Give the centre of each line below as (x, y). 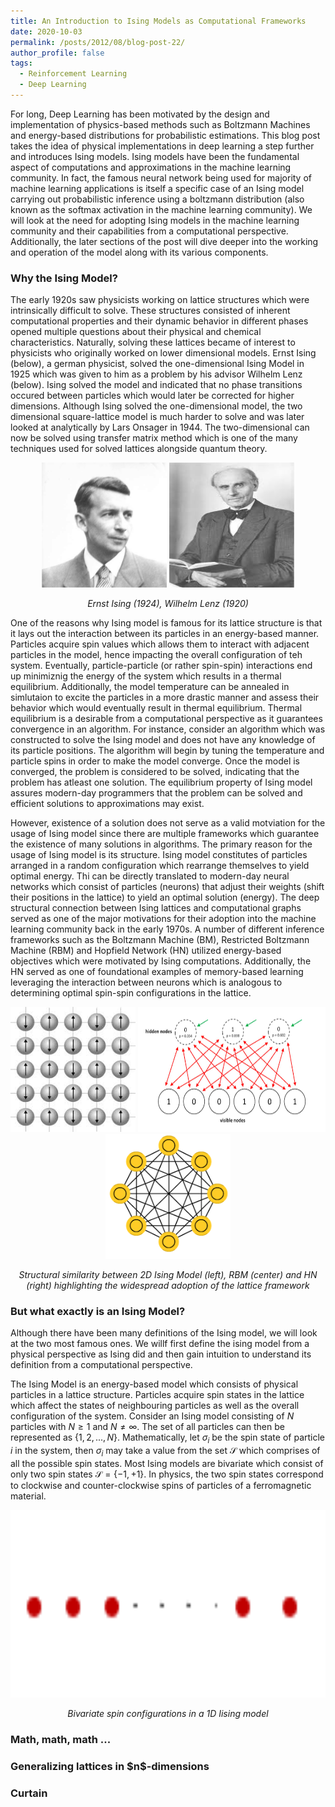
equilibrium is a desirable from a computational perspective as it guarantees (166, 719)
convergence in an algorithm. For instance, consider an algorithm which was (168, 729)
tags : (21, 63)
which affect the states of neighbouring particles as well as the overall (155, 1406)
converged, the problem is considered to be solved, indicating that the (155, 772)
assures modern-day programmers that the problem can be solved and (156, 793)
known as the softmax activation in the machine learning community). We (161, 209)
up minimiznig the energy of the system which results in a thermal (146, 676)
